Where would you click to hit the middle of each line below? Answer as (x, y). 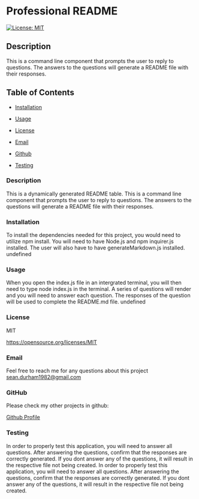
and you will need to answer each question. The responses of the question (98, 296)
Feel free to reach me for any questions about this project (77, 371)
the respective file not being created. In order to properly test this (87, 465)
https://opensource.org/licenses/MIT (52, 342)
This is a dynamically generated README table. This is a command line (94, 194)
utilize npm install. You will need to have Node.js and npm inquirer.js (90, 242)
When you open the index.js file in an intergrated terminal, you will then (94, 282)
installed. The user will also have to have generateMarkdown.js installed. (96, 248)
